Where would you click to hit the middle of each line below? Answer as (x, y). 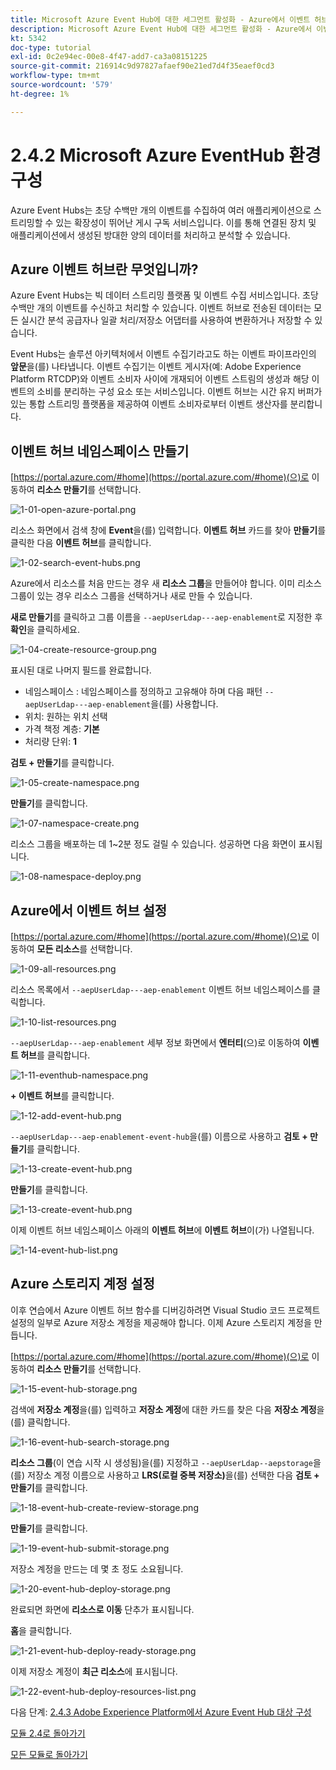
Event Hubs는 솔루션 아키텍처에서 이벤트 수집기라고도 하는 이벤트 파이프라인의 (163, 354)
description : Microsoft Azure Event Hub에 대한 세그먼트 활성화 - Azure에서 (161, 29)
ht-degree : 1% (40, 94)
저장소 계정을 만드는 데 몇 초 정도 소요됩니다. (97, 1568)
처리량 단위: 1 (51, 742)
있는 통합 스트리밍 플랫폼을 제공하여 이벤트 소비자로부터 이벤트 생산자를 (149, 404)
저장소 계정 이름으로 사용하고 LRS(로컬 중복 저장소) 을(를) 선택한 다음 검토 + (173, 1475)
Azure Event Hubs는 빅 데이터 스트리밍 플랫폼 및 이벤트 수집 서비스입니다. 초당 (164, 295)
